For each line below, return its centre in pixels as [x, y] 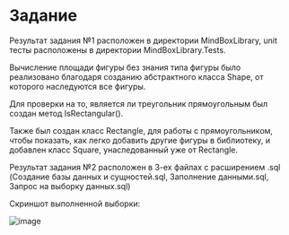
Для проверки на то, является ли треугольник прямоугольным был [139, 103]
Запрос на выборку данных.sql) [70, 186]
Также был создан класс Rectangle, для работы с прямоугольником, [141, 130]
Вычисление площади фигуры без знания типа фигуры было [125, 67]
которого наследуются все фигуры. [78, 86]
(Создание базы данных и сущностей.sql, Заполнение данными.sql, [139, 177]
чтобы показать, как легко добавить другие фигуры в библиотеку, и [140, 140]
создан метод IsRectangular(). [66, 113]
